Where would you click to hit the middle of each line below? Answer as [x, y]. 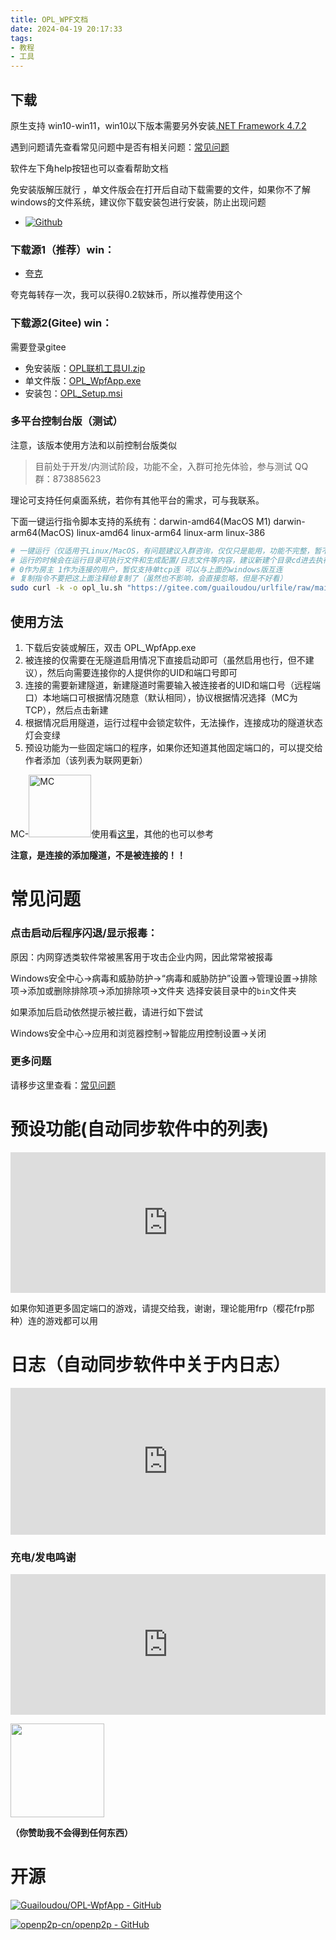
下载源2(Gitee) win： [61, 323]
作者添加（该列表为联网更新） [86, 760]
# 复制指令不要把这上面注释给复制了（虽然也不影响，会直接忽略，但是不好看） [149, 579]
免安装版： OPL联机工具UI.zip [85, 368]
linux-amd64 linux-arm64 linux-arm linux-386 [171, 532]
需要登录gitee [38, 347]
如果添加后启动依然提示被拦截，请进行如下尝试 [106, 1012]
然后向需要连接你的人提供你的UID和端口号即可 [142, 673]
